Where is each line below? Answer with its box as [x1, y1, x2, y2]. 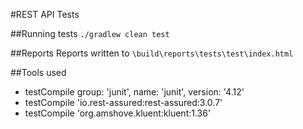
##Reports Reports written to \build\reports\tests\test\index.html [10, 47, 294, 59]
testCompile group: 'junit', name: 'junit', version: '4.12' [24, 86, 245, 98]
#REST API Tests [10, 9, 80, 20]
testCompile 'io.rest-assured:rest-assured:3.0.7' [24, 97, 223, 108]
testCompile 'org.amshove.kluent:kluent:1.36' [24, 107, 212, 119]
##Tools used [10, 67, 67, 78]
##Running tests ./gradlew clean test [10, 28, 170, 39]
